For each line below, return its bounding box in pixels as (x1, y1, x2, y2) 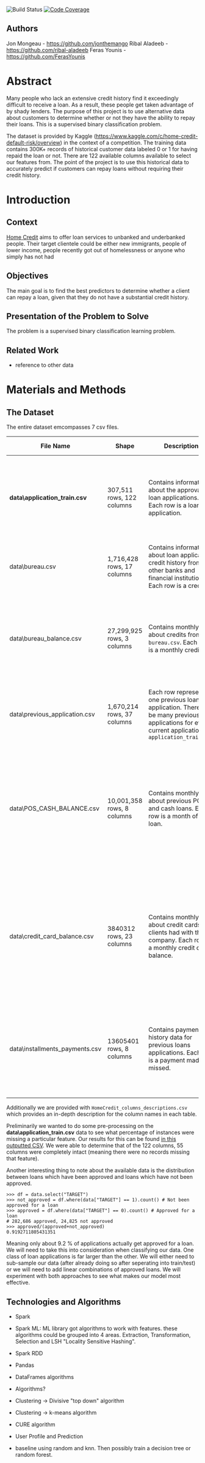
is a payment (148, 1056, 185, 1065)
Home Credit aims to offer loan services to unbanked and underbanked (6, 233, 185, 241)
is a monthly (148, 646, 184, 655)
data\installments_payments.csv (9, 1045, 102, 1053)
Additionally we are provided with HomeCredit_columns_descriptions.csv (6, 1104, 188, 1111)
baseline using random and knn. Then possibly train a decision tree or (15, 1445, 191, 1451)
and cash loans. (148, 804, 194, 813)
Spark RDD (15, 1350, 43, 1356)
